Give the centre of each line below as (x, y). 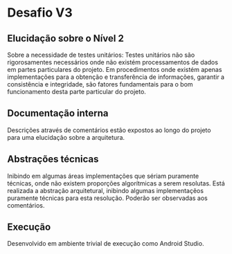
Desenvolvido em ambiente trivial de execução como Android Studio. (106, 244)
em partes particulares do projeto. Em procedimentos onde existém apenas (115, 70)
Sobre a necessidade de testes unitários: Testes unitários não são (101, 55)
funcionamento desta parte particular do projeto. (77, 92)
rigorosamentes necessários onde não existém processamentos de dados (113, 62)
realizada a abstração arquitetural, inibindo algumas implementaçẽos (106, 190)
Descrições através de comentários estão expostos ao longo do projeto (109, 130)
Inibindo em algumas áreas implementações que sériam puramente (103, 176)
